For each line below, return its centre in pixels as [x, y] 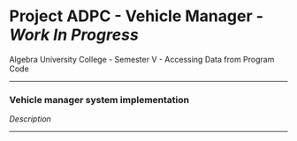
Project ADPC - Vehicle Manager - [136, 16]
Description [30, 119]
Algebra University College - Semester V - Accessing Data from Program [142, 59]
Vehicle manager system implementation [99, 100]
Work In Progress [74, 35]
